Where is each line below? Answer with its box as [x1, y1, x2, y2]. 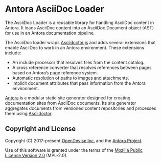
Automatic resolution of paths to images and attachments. [12, 75, 129, 81]
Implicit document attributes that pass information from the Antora [12, 80, 146, 86]
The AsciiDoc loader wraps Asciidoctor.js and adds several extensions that [5, 39, 156, 45]
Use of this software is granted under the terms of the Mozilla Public [5, 147, 143, 153]
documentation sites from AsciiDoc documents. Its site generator [5, 100, 137, 106]
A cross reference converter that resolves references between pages [12, 65, 152, 70]
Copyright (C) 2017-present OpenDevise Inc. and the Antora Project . [5, 138, 143, 143]
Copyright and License [5, 125, 76, 133]
